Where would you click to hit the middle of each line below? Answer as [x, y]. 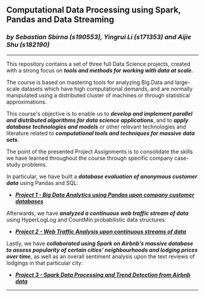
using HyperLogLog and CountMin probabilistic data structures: [86, 219]
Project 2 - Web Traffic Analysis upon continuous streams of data [101, 231]
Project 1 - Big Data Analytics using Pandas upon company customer [105, 195]
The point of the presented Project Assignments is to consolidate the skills [100, 151]
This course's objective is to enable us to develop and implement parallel [99, 113]
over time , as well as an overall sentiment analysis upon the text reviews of [101, 256]
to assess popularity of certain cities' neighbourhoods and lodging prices [102, 250]
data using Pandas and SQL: [42, 182]
